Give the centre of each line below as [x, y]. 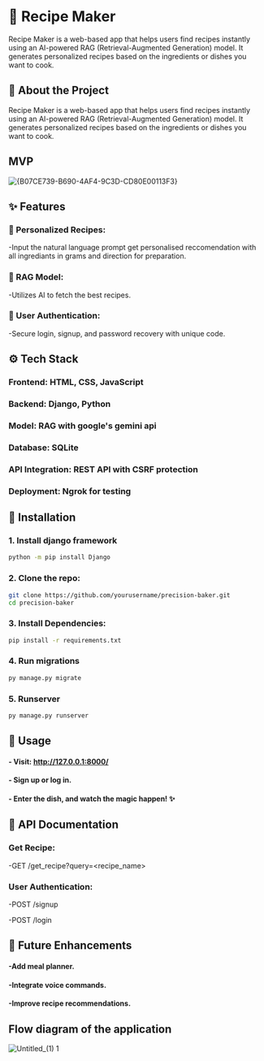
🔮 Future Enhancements [70, 946]
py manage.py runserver [49, 716]
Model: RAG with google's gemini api [82, 426]
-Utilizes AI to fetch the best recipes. [70, 295]
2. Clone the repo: [45, 578]
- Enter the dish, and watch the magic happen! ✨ [92, 799]
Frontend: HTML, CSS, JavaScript [76, 383]
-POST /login [30, 920]
